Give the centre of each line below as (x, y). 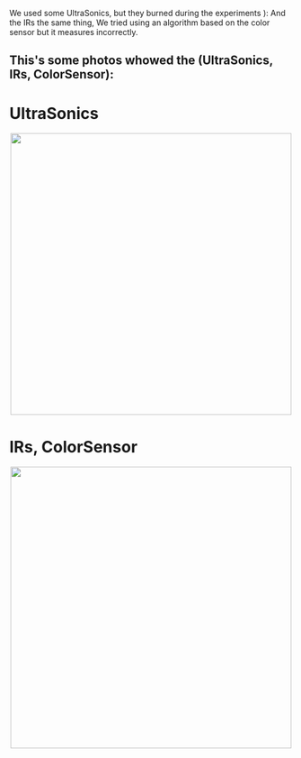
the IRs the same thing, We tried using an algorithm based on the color (140, 23)
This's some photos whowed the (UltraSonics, (142, 61)
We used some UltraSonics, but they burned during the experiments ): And (147, 13)
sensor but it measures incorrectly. (74, 32)
